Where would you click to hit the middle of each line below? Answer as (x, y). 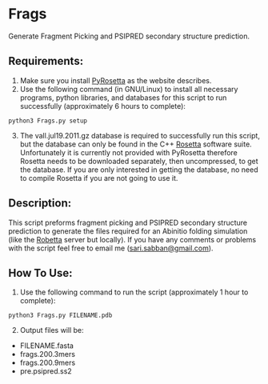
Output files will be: (52, 330)
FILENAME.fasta (47, 346)
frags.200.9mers (48, 363)
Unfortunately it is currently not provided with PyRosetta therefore (129, 152)
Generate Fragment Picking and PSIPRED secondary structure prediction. (129, 36)
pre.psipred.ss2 (46, 371)
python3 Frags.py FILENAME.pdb (60, 316)
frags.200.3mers (48, 354)
